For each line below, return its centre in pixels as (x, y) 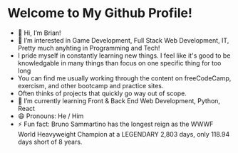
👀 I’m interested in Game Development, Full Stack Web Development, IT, (123, 40)
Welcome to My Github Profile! (100, 13)
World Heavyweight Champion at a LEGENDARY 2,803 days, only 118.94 (124, 134)
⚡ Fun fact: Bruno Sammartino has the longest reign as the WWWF (115, 124)
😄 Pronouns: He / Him (51, 116)
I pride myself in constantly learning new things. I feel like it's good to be (124, 56)
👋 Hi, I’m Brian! (40, 33)
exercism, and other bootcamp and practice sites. (90, 85)
